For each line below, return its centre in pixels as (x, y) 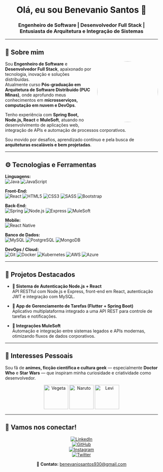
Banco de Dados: (23, 235)
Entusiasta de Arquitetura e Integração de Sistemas (81, 31)
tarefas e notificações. (34, 316)
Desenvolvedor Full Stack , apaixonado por (48, 69)
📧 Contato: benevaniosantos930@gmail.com (81, 464)
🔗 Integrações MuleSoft (36, 326)
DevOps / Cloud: (22, 250)
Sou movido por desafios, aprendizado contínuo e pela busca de (70, 140)
